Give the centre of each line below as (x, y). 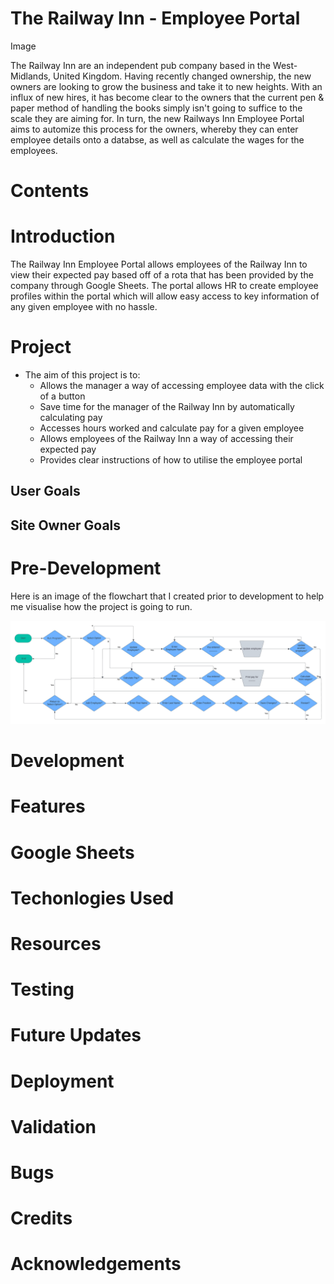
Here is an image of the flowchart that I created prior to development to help (167, 596)
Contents (50, 191)
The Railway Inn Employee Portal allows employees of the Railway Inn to (159, 264)
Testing (42, 989)
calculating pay (71, 417)
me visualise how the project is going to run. (101, 606)
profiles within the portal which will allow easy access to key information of (165, 296)
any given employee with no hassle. (84, 307)
